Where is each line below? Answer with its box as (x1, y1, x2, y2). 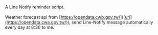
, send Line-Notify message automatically (69, 19, 153, 25)
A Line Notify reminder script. (5, 4, 65, 10)
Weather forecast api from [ (5, 14, 61, 20)
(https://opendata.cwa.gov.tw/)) (5, 19, 69, 25)
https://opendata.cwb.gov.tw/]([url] (60, 14, 132, 20)
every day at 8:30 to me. (5, 24, 55, 30)
